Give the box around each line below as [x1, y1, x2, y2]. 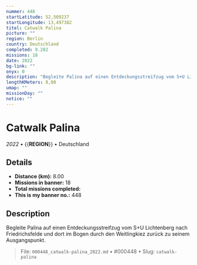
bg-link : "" [6, 63, 35, 69]
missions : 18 [6, 52, 38, 58]
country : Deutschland [6, 42, 59, 47]
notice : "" [6, 96, 33, 101]
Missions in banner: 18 [14, 179, 71, 186]
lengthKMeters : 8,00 [6, 80, 57, 86]
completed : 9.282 [6, 47, 49, 53]
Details [6, 157, 32, 167]
